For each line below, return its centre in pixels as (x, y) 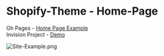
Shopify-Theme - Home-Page (82, 11)
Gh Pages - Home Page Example (47, 28)
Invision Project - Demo (36, 34)
